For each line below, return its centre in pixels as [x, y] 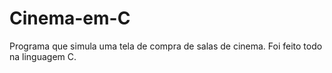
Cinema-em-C [70, 18]
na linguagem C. [43, 56]
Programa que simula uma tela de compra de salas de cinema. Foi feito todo [166, 46]
